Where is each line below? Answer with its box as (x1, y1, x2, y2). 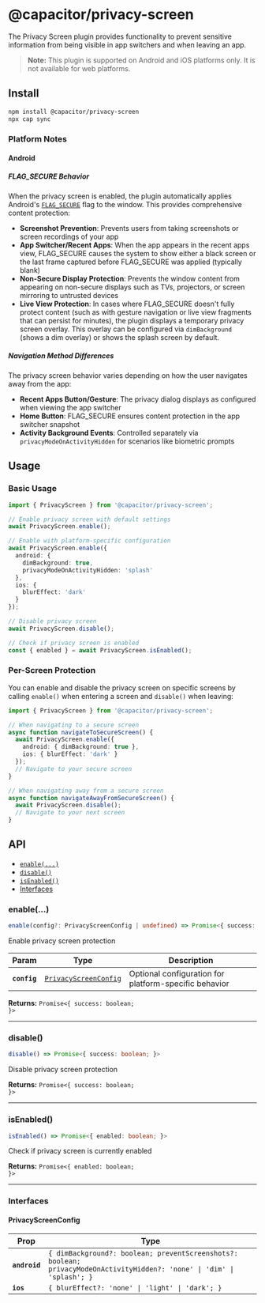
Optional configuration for (129, 969, 225, 980)
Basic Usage (8, 483, 58, 494)
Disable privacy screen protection (8, 1065, 118, 1075)
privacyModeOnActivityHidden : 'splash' (22, 566, 154, 574)
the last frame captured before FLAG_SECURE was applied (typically (19, 257, 242, 266)
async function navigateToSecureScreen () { (8, 728, 154, 736)
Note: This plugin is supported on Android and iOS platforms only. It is (27, 55, 256, 65)
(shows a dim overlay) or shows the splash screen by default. (19, 332, 219, 342)
